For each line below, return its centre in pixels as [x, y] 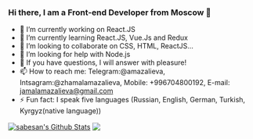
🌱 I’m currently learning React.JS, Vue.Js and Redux [103, 37]
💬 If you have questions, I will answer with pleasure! [103, 62]
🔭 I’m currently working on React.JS [77, 30]
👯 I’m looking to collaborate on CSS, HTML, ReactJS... [107, 46]
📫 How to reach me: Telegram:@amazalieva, [92, 71]
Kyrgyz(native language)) [60, 111]
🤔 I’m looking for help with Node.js [75, 55]
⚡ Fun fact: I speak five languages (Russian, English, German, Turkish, [132, 100]
